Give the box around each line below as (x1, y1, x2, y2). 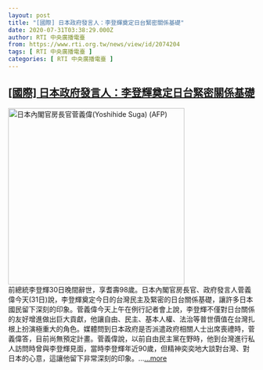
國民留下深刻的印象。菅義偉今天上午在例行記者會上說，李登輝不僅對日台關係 (8, 304, 255, 314)
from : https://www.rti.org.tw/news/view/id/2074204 (8, 41, 180, 49)
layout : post (8, 11, 51, 20)
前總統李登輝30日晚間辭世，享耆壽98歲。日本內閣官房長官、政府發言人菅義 (8, 285, 252, 294)
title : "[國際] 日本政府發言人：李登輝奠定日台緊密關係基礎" (8, 19, 185, 27)
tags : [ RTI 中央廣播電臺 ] (8, 48, 92, 56)
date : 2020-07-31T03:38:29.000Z (8, 26, 113, 34)
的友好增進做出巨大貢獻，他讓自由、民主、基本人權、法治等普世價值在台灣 (8, 314, 248, 324)
